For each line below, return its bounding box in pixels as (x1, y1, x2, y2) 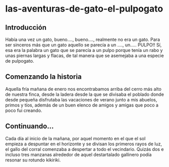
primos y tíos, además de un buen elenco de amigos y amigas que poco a (5, 102, 159, 108)
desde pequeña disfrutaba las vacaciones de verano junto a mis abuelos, (5, 96, 157, 102)
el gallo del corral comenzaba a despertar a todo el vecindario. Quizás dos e (5, 146, 164, 152)
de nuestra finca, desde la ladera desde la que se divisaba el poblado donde (5, 91, 164, 97)
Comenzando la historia (5, 73, 82, 81)
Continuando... (5, 122, 54, 131)
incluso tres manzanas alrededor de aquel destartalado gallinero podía (5, 151, 152, 157)
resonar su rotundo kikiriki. (5, 157, 61, 163)
